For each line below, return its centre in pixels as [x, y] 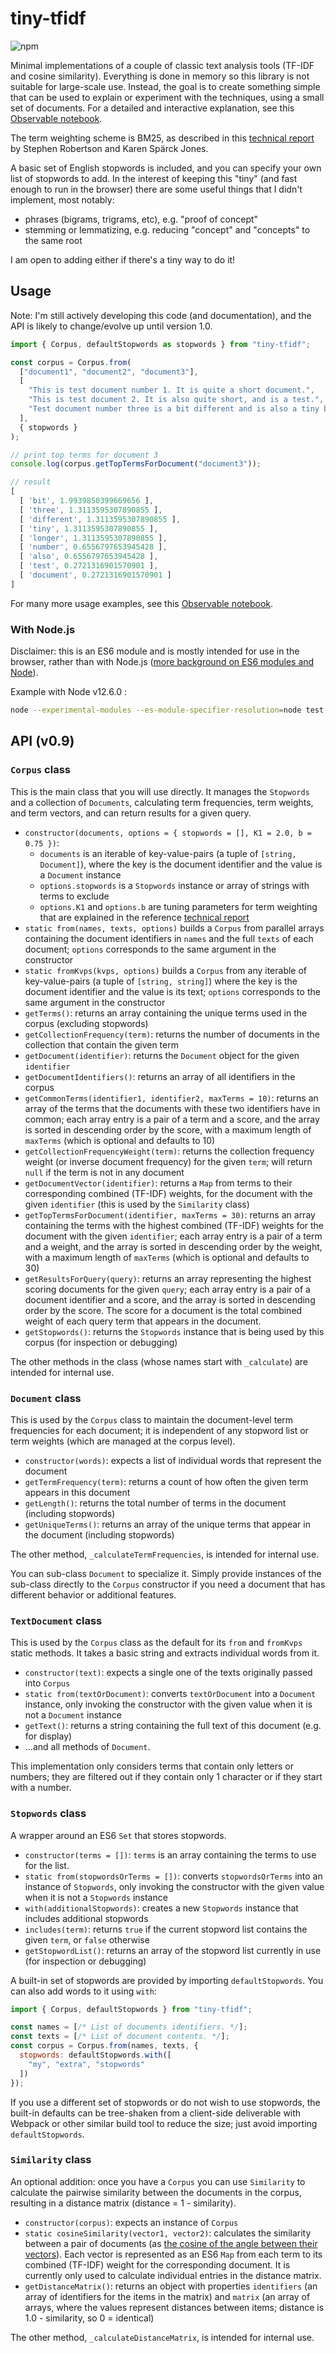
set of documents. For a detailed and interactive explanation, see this [152, 108]
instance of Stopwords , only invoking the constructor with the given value [174, 1886]
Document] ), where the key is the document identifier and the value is [181, 864]
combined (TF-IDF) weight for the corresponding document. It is [157, 2264]
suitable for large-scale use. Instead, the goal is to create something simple [165, 86]
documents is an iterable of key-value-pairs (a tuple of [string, [168, 853]
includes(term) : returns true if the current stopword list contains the [166, 1929]
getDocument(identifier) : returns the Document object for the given [162, 1055]
